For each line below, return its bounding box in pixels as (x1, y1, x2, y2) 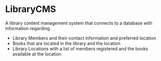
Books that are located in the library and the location (12, 40, 121, 46)
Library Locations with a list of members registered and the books (12, 45, 148, 51)
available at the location (12, 51, 61, 57)
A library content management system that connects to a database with (5, 20, 152, 26)
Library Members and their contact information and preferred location (12, 35, 156, 41)
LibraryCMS (5, 3, 56, 15)
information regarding (5, 25, 50, 31)
